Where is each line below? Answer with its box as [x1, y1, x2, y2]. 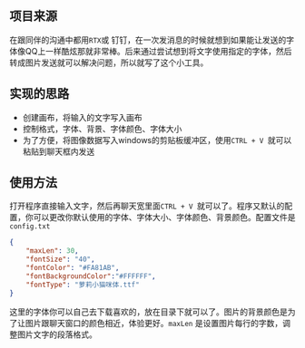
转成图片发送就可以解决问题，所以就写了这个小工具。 [9, 57, 209, 68]
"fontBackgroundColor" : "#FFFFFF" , [25, 271, 156, 281]
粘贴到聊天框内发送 [22, 146, 95, 157]
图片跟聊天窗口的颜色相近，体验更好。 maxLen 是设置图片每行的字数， [25, 317, 283, 328]
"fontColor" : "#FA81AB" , [25, 264, 120, 273]
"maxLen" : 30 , [25, 246, 79, 256]
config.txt [9, 222, 51, 231]
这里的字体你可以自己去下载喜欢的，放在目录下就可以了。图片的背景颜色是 [9, 306, 288, 317]
